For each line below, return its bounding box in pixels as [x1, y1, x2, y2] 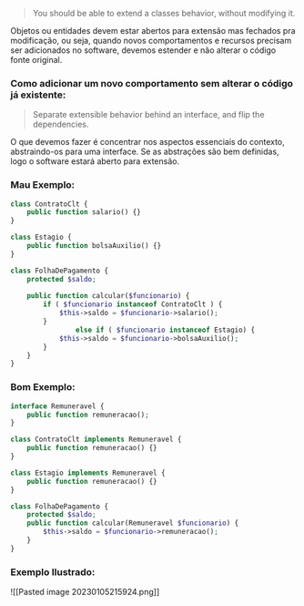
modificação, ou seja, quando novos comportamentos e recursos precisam [10, 36, 292, 46]
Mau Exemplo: [10, 179, 76, 191]
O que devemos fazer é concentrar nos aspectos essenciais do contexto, [10, 137, 285, 148]
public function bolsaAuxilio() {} [26, 241, 162, 251]
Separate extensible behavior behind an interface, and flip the [32, 109, 265, 120]
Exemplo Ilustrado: [10, 565, 96, 578]
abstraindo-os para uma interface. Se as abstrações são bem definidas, [10, 146, 280, 158]
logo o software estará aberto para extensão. [10, 156, 180, 167]
